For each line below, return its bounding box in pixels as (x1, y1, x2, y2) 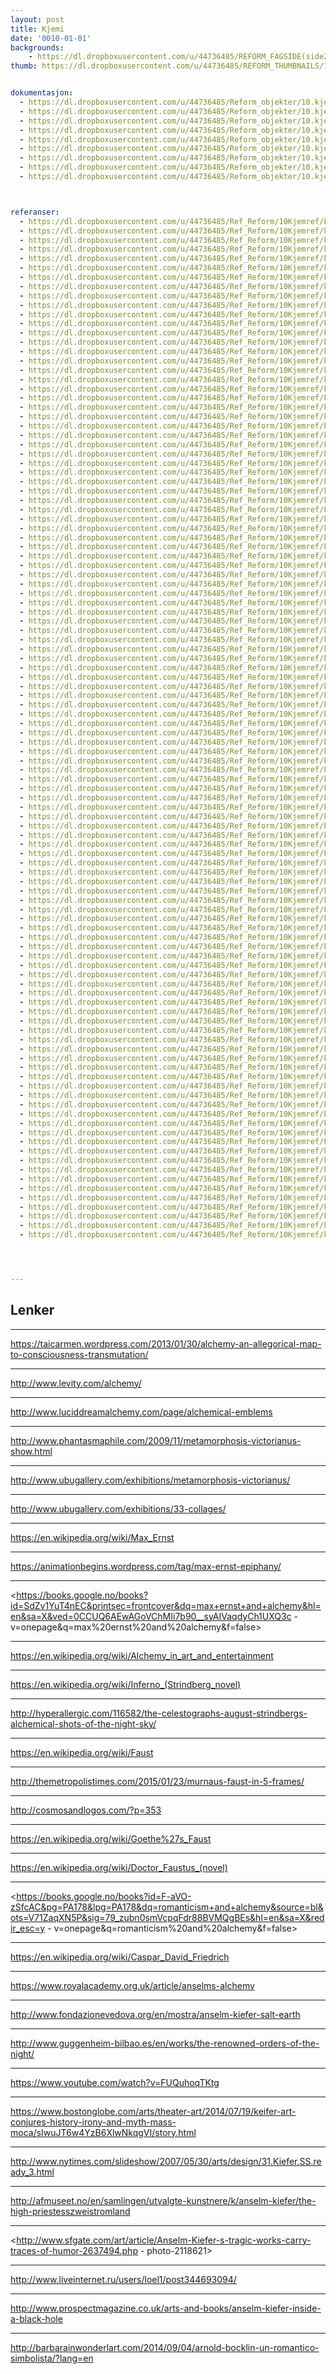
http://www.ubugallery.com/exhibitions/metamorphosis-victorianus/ (10, 1474, 291, 1486)
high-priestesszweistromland (10, 2205, 131, 2217)
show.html (10, 1445, 53, 1457)
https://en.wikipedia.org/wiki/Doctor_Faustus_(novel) (10, 1861, 228, 1873)
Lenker (10, 1302, 55, 1319)
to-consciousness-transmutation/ (10, 1348, 149, 1360)
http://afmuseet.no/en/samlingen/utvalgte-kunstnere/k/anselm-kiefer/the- (10, 2194, 317, 2206)
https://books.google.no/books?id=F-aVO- (16, 1890, 192, 1902)
